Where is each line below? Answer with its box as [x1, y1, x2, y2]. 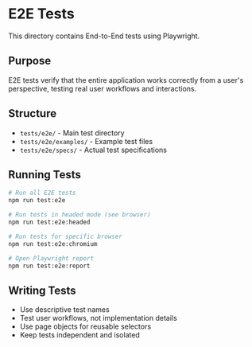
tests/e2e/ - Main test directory [19, 128, 125, 138]
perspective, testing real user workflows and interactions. [8, 84, 197, 93]
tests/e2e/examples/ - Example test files [19, 136, 153, 146]
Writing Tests [8, 283, 77, 297]
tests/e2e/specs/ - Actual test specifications [19, 145, 167, 154]
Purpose [8, 54, 52, 68]
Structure [8, 107, 57, 120]
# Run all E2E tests [8, 189, 77, 197]
